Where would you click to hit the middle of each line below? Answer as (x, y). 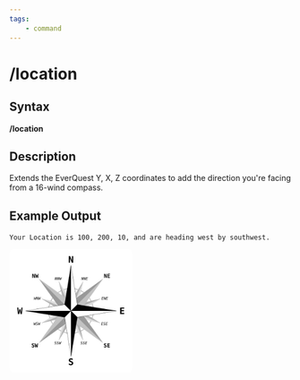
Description (43, 156)
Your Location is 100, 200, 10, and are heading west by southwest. (140, 237)
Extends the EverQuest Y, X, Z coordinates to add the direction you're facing (150, 178)
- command (44, 28)
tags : (19, 19)
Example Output (55, 216)
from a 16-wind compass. (56, 187)
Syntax (30, 107)
